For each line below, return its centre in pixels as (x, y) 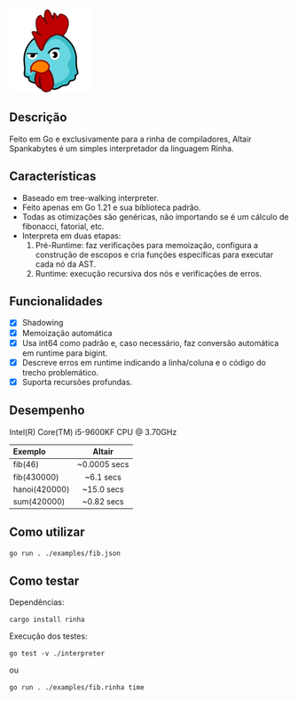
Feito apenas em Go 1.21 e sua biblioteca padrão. (111, 207)
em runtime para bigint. (65, 353)
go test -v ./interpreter (57, 654)
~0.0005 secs (103, 464)
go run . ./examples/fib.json (65, 554)
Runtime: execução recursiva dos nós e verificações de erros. (149, 273)
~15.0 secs (103, 489)
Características (53, 177)
